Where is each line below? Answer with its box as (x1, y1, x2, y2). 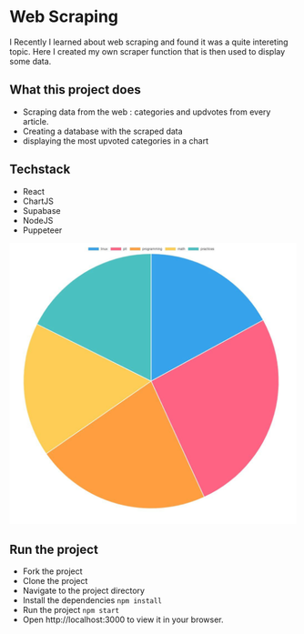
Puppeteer (22, 225, 63, 236)
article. (22, 116, 49, 126)
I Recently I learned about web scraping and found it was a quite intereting (9, 36, 289, 47)
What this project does (9, 82, 141, 97)
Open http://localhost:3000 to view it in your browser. (22, 614, 225, 625)
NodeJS (22, 215, 54, 226)
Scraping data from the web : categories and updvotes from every (22, 106, 271, 117)
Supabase (22, 205, 61, 216)
